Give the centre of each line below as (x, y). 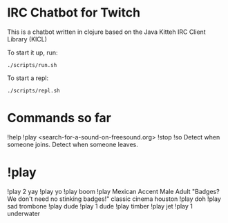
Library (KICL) (27, 39)
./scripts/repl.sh (34, 90)
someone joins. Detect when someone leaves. (73, 144)
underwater (23, 213)
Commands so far (59, 118)
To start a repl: (28, 78)
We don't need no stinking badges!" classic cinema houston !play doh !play (114, 199)
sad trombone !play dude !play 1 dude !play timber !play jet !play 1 (100, 206)
